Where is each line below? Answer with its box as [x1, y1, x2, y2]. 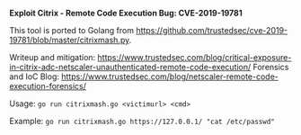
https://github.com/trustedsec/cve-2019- [136, 25, 288, 35]
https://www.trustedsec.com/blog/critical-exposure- [97, 52, 292, 62]
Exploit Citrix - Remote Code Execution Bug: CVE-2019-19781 [9, 8, 243, 18]
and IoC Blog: [9, 71, 60, 82]
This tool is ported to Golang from [9, 25, 135, 35]
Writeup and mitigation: [9, 52, 96, 62]
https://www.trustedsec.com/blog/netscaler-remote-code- [61, 71, 279, 82]
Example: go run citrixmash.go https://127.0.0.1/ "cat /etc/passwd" [9, 116, 276, 126]
